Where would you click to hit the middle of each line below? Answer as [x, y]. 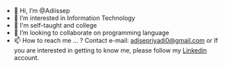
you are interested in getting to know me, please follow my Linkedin [110, 50]
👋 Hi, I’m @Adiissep [42, 11]
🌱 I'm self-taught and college [55, 25]
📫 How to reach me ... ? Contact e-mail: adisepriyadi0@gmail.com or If [116, 40]
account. [26, 58]
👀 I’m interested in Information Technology [74, 18]
